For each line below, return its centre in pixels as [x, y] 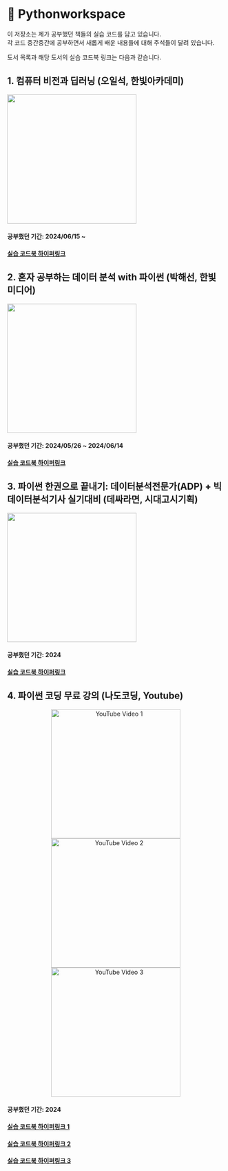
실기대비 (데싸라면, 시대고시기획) [133, 500]
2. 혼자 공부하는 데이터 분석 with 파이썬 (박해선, [102, 277]
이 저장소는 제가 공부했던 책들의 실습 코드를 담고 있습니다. [84, 34]
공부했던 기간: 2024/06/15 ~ [46, 236]
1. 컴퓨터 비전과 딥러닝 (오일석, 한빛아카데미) [96, 81]
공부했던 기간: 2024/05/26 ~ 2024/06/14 [65, 446]
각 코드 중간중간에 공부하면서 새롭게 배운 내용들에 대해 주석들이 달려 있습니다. [111, 42]
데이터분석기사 [37, 500]
